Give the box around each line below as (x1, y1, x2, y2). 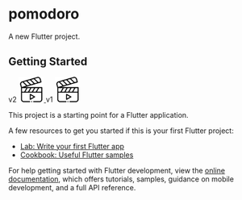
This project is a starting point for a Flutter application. (8, 110, 189, 119)
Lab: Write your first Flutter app (19, 141, 125, 151)
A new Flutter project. (8, 31, 81, 41)
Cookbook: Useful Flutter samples (19, 150, 134, 160)
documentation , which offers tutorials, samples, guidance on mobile (8, 174, 234, 184)
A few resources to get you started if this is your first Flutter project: (8, 126, 234, 135)
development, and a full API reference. (8, 182, 136, 192)
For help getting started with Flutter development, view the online (8, 165, 226, 175)
